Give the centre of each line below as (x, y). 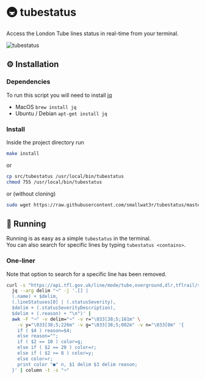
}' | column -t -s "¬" (41, 370)
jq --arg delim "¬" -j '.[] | (50, 291)
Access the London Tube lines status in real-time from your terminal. (92, 33)
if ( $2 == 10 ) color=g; (50, 342)
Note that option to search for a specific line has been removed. (86, 274)
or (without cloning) (31, 194)
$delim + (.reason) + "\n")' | (52, 313)
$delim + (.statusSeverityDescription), (64, 308)
